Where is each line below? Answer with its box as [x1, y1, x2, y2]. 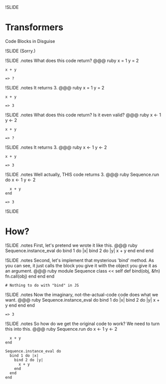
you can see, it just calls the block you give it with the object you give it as [5, 262, 158, 269]
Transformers [5, 22, 64, 33]
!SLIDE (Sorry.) [5, 47, 36, 54]
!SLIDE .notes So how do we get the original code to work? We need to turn [5, 321, 160, 327]
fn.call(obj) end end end [5, 273, 55, 279]
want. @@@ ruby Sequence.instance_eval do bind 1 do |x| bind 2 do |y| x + [5, 297, 160, 303]
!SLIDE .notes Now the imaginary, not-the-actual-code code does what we [5, 292, 159, 298]
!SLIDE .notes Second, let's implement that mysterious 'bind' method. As [5, 257, 155, 263]
